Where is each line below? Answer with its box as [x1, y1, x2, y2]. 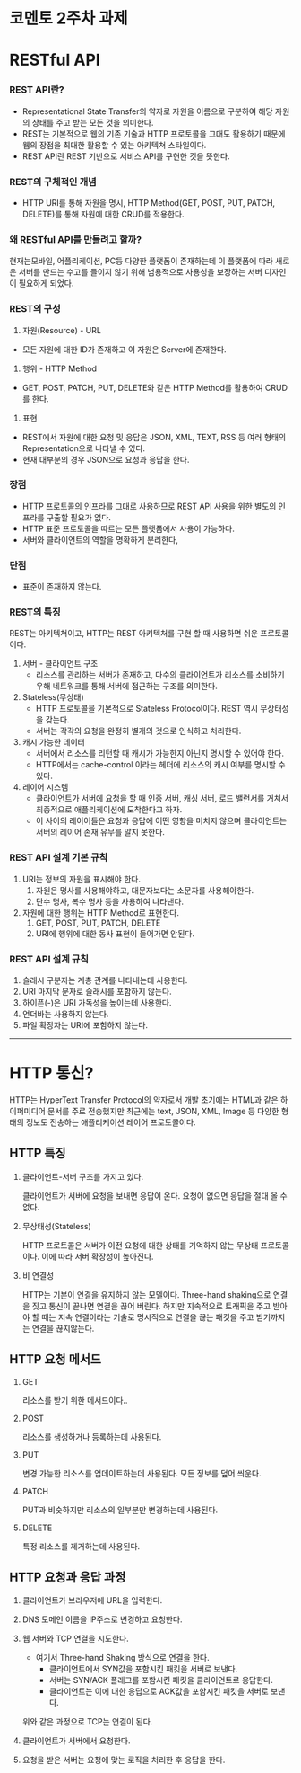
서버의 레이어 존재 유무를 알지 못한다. [35, 827, 166, 838]
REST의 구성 [9, 303, 61, 315]
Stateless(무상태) [21, 692, 85, 703]
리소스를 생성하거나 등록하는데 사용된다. [21, 1431, 162, 1442]
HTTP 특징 [9, 1146, 66, 1161]
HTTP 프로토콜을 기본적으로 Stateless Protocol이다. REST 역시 [35, 703, 258, 714]
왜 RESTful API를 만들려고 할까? [9, 233, 142, 245]
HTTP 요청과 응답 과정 [9, 1570, 126, 1584]
